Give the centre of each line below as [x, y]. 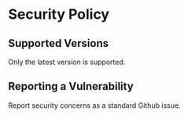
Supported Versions [58, 43]
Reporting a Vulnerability [71, 86]
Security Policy [59, 14]
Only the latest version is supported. [67, 62]
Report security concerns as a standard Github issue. [94, 105]
